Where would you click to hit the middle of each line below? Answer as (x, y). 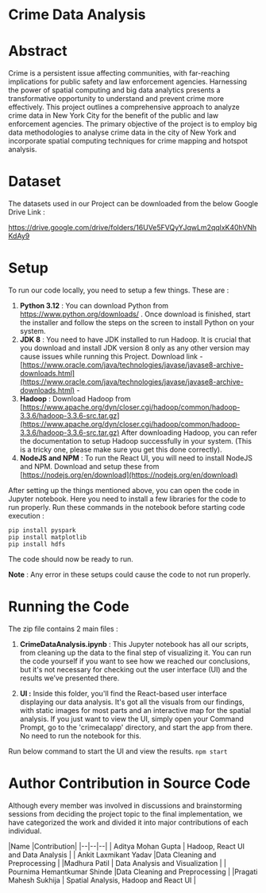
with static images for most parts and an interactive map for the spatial (135, 710)
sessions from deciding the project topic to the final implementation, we (125, 813)
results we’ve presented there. (69, 678)
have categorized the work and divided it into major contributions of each (128, 822)
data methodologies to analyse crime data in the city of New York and (122, 132)
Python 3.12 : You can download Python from (94, 305)
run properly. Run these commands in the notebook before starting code (127, 507)
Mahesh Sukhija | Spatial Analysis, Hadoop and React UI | (102, 880)
